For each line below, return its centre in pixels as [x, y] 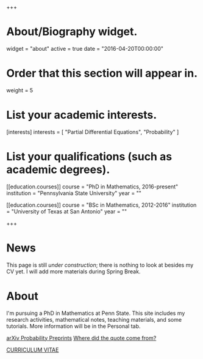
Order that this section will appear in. [102, 73]
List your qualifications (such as [89, 157]
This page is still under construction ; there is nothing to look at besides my [100, 265]
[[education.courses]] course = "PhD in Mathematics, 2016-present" [92, 187]
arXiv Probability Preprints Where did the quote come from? [81, 338]
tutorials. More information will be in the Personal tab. [73, 326]
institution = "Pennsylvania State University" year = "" [74, 193]
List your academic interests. [82, 115]
